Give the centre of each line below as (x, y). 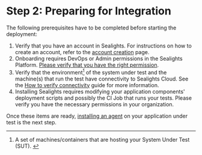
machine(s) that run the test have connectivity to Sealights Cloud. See (102, 79)
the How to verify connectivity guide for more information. (87, 85)
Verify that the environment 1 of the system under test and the (91, 71)
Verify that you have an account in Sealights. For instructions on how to (103, 46)
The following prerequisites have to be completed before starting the (91, 28)
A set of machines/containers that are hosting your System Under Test (102, 139)
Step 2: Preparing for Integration (89, 11)
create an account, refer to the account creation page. (82, 52)
